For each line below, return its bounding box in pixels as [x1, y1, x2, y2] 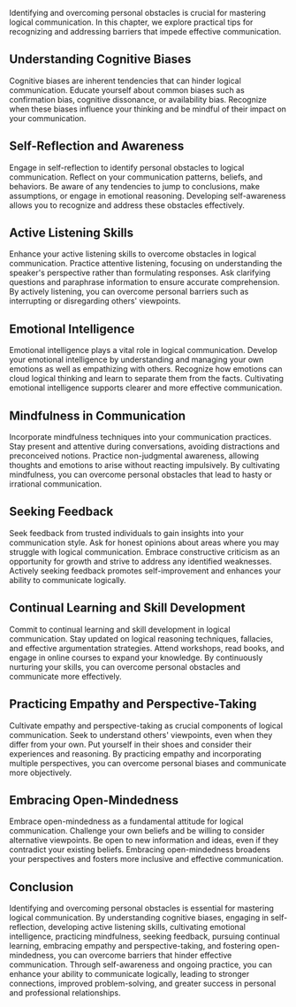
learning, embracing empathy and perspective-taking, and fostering [9, 941, 256, 951]
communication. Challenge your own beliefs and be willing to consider [9, 826, 265, 836]
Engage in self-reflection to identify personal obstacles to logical [9, 162, 245, 173]
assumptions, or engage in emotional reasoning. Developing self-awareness [9, 190, 286, 201]
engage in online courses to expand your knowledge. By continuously [9, 652, 263, 663]
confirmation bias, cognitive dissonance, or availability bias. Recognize [9, 94, 268, 104]
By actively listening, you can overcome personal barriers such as [9, 287, 249, 297]
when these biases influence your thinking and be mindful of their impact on [9, 104, 287, 114]
